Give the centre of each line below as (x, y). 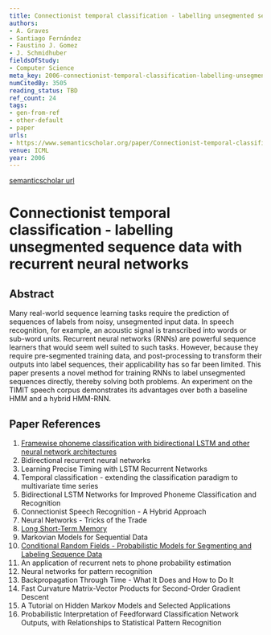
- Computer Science (42, 68)
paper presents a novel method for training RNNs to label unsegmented (127, 373)
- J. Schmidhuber (38, 53)
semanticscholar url (42, 181)
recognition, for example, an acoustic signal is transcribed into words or (128, 330)
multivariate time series (60, 486)
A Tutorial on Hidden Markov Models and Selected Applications (126, 606)
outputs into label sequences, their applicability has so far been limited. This (135, 365)
